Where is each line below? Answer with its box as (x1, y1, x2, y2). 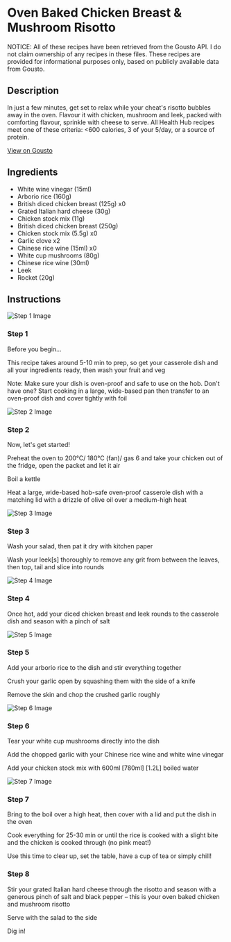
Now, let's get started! (7, 440, 71, 448)
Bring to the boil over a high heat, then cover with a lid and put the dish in (7, 810, 216, 818)
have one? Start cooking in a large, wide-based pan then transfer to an (7, 387, 209, 395)
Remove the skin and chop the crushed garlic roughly (7, 690, 160, 698)
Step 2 (7, 425, 30, 435)
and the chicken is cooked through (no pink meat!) (7, 839, 151, 847)
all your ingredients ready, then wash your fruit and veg (7, 366, 165, 374)
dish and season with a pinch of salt (7, 616, 110, 625)
